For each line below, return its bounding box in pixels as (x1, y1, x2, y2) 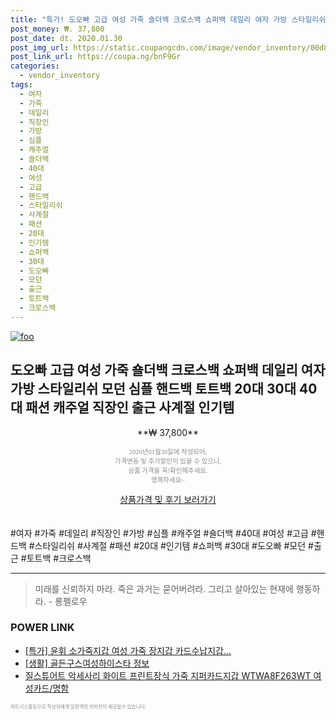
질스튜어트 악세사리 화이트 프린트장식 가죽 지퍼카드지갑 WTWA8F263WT (24, 669, 312, 681)
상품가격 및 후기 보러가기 (119, 493, 217, 505)
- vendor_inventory (19, 71, 101, 81)
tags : (10, 80, 33, 90)
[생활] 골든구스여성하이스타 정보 (24, 657, 150, 669)
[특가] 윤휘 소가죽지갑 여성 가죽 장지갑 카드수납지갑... (24, 644, 232, 656)
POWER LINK (10, 621, 75, 635)
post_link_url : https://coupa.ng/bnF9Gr (10, 52, 182, 62)
